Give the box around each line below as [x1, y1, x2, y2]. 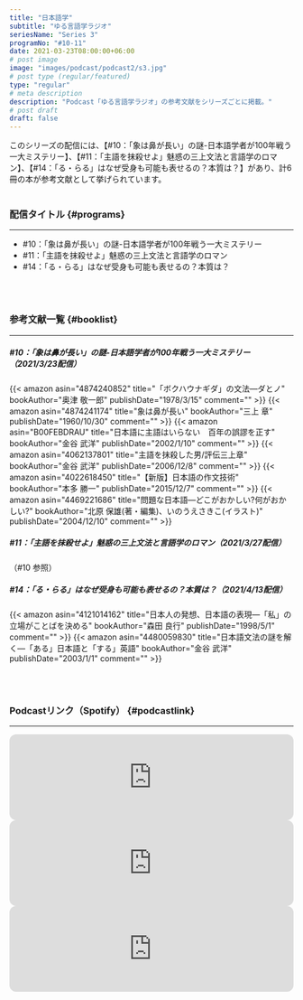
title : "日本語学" [9, 13, 74, 23]
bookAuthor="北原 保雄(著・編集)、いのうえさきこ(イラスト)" [34, 505, 263, 516]
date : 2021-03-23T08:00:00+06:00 [9, 47, 135, 56]
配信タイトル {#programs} [9, 209, 125, 221]
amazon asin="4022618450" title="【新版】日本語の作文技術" [9, 472, 239, 482]
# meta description [9, 89, 83, 98]
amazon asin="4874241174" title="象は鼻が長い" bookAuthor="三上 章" [9, 406, 273, 416]
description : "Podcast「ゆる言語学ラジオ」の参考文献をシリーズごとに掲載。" [9, 97, 272, 107]
